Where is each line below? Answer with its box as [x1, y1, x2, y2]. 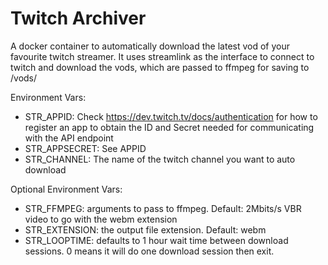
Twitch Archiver [10, 7, 147, 30]
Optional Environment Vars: [10, 183, 123, 195]
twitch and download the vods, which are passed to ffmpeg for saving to [10, 61, 310, 73]
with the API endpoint [24, 132, 114, 144]
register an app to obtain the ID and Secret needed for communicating [24, 121, 315, 133]
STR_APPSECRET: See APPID [24, 142, 147, 154]
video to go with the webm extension [24, 213, 178, 225]
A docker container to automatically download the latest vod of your [10, 40, 291, 52]
